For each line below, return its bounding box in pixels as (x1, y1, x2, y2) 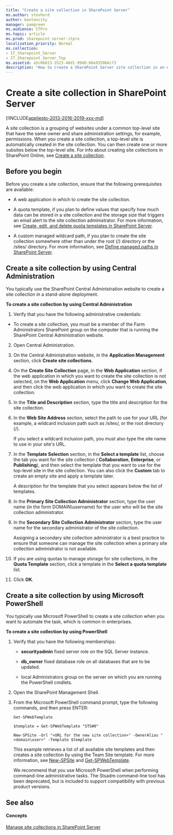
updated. (21, 664, 41, 670)
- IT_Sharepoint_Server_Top (6, 55, 66, 61)
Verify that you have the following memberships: (13, 638, 116, 645)
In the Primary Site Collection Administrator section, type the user (13, 498, 156, 504)
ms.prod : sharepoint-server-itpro (6, 37, 80, 42)
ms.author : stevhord (6, 12, 50, 17)
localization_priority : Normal (6, 41, 73, 46)
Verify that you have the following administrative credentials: (13, 311, 142, 317)
